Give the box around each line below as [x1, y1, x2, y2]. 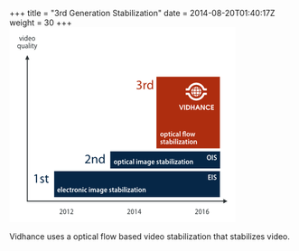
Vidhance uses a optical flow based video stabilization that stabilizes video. [9, 231, 291, 242]
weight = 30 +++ [9, 17, 72, 28]
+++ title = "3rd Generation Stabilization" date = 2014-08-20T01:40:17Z [9, 8, 276, 18]
